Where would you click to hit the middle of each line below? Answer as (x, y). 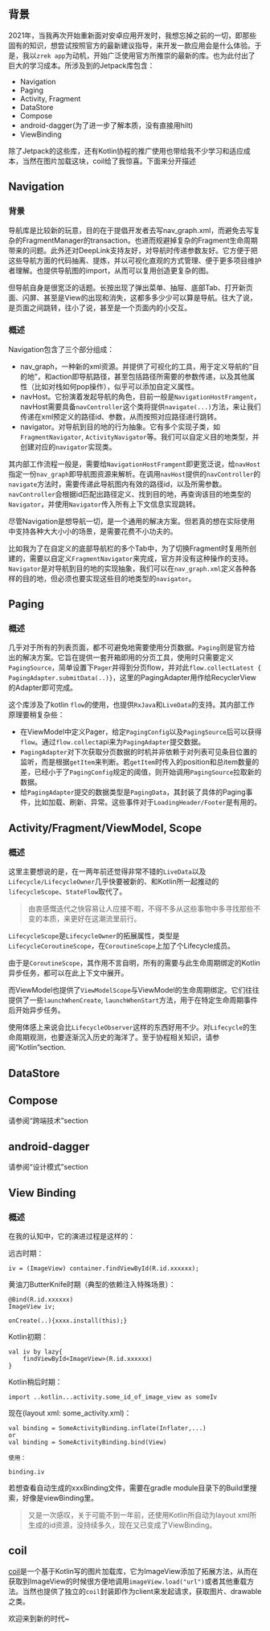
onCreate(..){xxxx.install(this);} (68, 1321)
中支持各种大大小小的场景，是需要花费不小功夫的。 (93, 531)
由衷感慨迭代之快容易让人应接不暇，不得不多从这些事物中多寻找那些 (141, 909)
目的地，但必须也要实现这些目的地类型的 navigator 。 (109, 578)
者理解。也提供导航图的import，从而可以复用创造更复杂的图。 (110, 270)
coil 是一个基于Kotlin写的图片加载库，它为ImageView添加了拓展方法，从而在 (133, 1571)
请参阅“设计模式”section (48, 1167)
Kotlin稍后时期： (35, 1382)
